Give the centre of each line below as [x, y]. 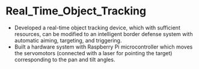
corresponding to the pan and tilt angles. [65, 59]
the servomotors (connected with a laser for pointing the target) [93, 53]
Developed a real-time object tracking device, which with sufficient [97, 28]
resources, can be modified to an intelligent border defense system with [103, 34]
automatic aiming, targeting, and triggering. [68, 40]
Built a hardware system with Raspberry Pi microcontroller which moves [103, 47]
